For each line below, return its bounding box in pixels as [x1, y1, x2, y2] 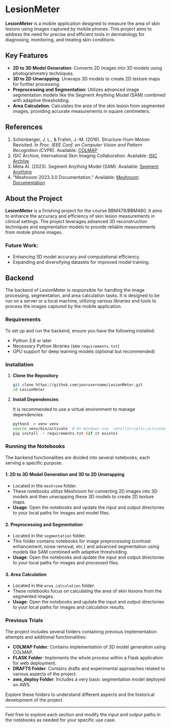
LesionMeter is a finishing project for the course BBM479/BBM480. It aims [5, 207, 163, 214]
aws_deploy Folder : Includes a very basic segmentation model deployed [12, 676, 165, 682]
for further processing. [12, 81, 61, 87]
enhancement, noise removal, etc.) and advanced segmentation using [12, 543, 159, 550]
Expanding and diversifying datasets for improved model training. [12, 259, 150, 265]
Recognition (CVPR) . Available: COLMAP [12, 147, 98, 153]
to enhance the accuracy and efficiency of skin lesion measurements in [5, 213, 155, 219]
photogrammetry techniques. [12, 70, 74, 76]
